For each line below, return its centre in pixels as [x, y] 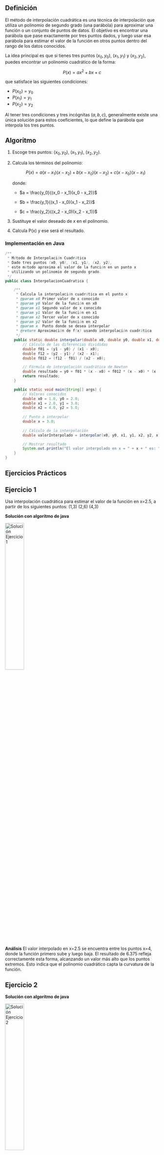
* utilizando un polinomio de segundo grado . [54, 272]
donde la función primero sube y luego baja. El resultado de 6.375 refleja [78, 954]
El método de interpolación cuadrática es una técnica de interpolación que [80, 20]
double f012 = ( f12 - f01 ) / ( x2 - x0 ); [64, 358]
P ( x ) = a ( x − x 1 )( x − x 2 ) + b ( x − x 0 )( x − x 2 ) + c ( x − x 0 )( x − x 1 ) [86, 173]
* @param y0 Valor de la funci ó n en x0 [56, 304]
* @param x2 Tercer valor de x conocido [57, 317]
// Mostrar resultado [45, 444]
